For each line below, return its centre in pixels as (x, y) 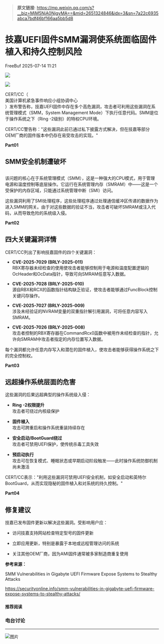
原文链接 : (26, 8)
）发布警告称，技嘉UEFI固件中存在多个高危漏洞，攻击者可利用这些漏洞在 (78, 106)
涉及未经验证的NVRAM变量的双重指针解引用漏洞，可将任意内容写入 (80, 311)
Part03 (12, 365)
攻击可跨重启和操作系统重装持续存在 (49, 428)
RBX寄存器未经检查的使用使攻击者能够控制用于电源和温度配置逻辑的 (81, 268)
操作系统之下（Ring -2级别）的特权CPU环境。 (55, 119)
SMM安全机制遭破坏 (36, 162)
